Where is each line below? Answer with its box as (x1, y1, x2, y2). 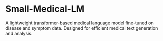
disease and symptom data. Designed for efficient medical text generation (5, 25, 158, 31)
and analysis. (5, 30, 33, 36)
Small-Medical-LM (5, 3, 85, 15)
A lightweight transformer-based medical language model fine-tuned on (5, 20, 154, 26)
